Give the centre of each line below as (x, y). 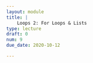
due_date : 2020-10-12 (33, 46)
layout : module (25, 12)
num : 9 (14, 40)
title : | (17, 17)
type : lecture (24, 28)
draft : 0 (17, 34)
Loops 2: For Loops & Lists (52, 23)
